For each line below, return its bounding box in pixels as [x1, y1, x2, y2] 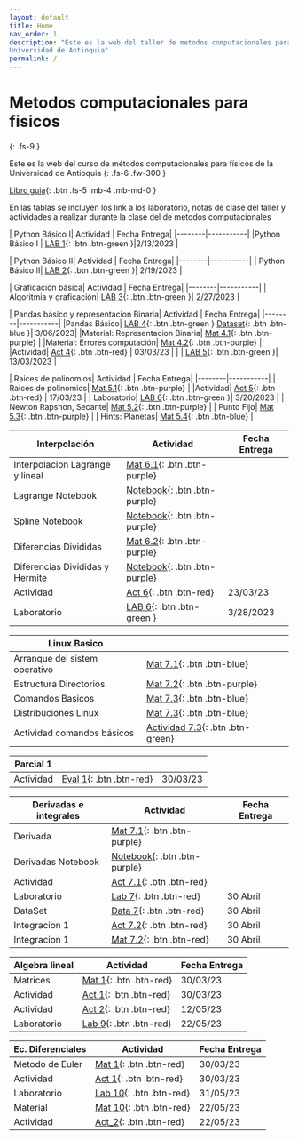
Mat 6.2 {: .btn [126, 534, 184, 547]
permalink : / [9, 54, 58, 63]
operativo [13, 663, 54, 676]
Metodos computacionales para [9, 92, 248, 113]
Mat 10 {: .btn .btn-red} [94, 1101, 191, 1113]
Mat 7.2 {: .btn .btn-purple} [145, 678, 258, 690]
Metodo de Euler [13, 1057, 82, 1070]
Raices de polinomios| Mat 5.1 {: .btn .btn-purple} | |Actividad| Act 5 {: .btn [9, 382, 276, 393]
